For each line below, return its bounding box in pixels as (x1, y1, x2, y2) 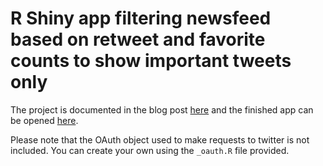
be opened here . (10, 114, 79, 126)
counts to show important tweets (10, 50, 292, 72)
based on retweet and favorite (10, 28, 266, 51)
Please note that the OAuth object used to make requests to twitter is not (10, 133, 310, 146)
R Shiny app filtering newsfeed (10, 7, 272, 30)
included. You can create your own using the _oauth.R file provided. (10, 144, 290, 156)
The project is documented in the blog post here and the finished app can (10, 103, 314, 116)
